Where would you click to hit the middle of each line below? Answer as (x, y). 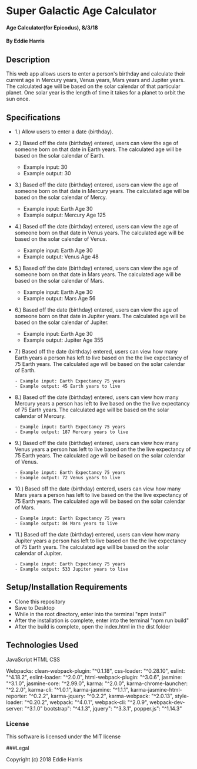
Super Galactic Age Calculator (81, 11)
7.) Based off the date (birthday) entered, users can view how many (96, 351)
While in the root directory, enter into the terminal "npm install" (90, 614)
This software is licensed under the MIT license (64, 737)
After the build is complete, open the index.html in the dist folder (92, 626)
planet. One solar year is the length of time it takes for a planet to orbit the (96, 93)
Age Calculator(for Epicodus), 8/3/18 (52, 27)
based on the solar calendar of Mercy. (61, 197)
